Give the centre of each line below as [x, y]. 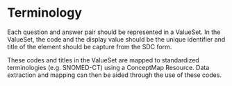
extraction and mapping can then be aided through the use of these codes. [115, 75]
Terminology [44, 13]
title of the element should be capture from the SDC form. [90, 46]
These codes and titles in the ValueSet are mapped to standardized [103, 60]
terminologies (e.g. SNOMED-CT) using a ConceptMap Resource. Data [108, 67]
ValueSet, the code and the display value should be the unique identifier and [116, 39]
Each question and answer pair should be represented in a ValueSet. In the [114, 32]
